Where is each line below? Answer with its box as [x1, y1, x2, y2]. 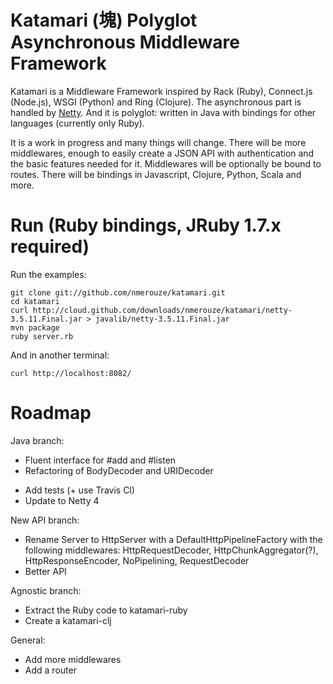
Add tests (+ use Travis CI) [24, 484, 136, 496]
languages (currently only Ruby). [10, 117, 145, 129]
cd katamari [10, 296, 60, 306]
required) [10, 236, 90, 258]
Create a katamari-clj [24, 614, 112, 626]
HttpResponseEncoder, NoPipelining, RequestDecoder [24, 554, 250, 566]
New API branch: [10, 514, 80, 526]
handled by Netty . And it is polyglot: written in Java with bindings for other [10, 106, 317, 118]
